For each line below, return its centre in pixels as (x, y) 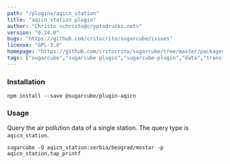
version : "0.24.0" (33, 32)
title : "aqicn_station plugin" (52, 20)
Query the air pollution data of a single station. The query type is (98, 128)
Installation (26, 81)
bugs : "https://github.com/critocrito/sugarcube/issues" (90, 39)
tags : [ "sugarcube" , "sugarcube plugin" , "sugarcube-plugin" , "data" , (105, 58)
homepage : (21, 52)
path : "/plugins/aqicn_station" (53, 13)
